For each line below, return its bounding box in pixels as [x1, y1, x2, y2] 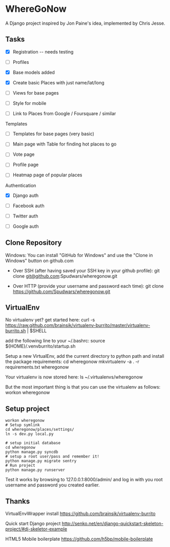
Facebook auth [12, 203, 45, 209]
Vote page [12, 151, 35, 157]
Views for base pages [12, 90, 59, 96]
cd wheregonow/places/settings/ [5, 427, 74, 432]
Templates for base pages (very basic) [12, 131, 95, 137]
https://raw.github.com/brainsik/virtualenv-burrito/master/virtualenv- [5, 322, 151, 329]
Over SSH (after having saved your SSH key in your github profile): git [12, 267, 160, 273]
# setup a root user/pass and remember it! [5, 454, 100, 459]
